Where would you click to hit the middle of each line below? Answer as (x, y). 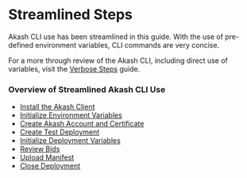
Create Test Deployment (60, 132)
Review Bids (40, 149)
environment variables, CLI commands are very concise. (127, 44)
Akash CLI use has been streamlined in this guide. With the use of (116, 37)
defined (21, 44)
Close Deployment (50, 166)
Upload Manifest (47, 157)
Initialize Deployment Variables (70, 141)
